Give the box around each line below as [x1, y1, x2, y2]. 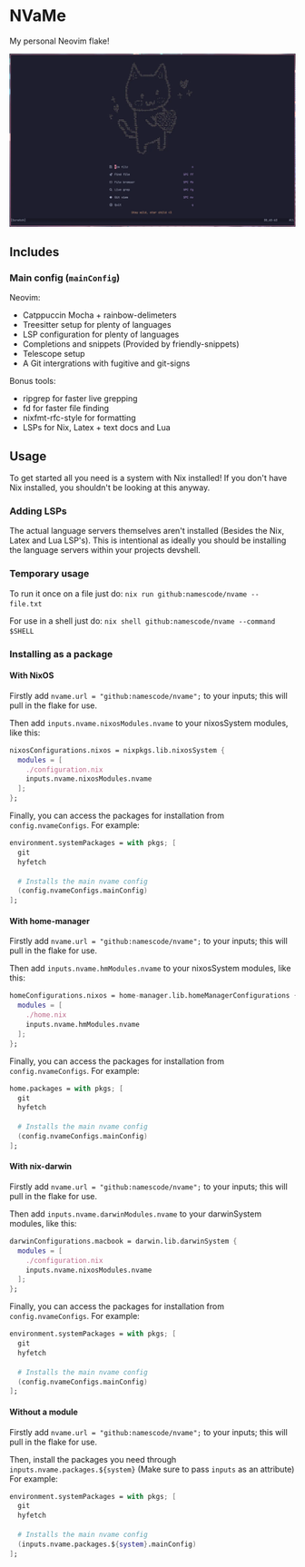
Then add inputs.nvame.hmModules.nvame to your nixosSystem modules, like [9, 963, 291, 974]
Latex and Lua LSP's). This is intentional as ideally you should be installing [9, 535, 287, 546]
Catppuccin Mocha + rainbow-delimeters [22, 310, 177, 320]
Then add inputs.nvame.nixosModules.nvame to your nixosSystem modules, [9, 717, 289, 728]
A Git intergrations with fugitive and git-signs [22, 358, 191, 369]
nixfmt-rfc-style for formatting [22, 412, 136, 423]
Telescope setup [22, 349, 85, 360]
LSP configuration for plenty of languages [22, 329, 180, 340]
